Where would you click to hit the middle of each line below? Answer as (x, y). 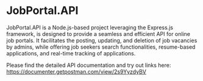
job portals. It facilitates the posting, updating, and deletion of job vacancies (102, 40)
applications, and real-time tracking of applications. (71, 53)
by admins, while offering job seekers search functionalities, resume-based (101, 47)
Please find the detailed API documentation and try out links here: (89, 65)
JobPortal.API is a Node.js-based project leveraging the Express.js (90, 27)
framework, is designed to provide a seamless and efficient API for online (98, 33)
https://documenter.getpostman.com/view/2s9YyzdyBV (76, 71)
